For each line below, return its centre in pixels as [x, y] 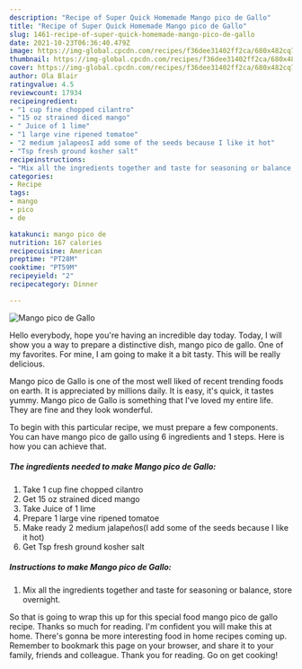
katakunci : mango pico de [58, 234]
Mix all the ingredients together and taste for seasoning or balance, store [157, 590]
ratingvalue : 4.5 [42, 84]
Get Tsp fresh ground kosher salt [84, 546]
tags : [19, 193]
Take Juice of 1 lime [59, 508]
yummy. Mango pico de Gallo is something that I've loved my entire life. [142, 400]
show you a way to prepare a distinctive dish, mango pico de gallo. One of [147, 344]
